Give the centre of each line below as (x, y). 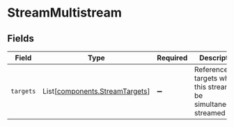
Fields (21, 39)
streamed (210, 113)
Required (172, 58)
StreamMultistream (64, 13)
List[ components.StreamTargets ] (96, 91)
